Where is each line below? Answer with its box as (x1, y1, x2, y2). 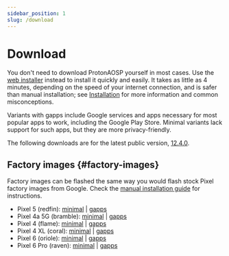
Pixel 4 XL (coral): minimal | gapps (16, 227, 114, 235)
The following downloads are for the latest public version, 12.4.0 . (7, 139, 190, 148)
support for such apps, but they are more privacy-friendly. (7, 126, 171, 134)
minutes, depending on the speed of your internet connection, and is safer (7, 83, 217, 91)
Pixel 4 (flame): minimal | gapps (16, 220, 107, 228)
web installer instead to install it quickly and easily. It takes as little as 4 (7, 76, 208, 84)
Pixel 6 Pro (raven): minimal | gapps (16, 242, 118, 250)
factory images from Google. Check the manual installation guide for (7, 185, 200, 193)
